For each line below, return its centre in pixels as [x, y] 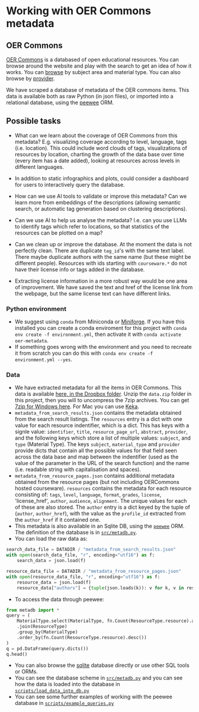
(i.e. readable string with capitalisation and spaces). [78, 470]
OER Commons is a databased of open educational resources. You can [93, 60]
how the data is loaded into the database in [67, 684]
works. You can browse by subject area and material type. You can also [93, 72]
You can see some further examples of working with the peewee [94, 697]
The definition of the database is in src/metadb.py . [76, 533]
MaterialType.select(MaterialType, [61, 621]
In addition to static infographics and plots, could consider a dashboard [102, 178]
